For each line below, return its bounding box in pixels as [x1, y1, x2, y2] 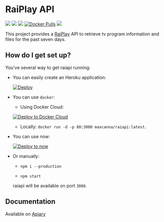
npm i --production [20, 164, 62, 169]
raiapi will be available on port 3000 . [12, 182, 87, 188]
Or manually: [12, 153, 40, 159]
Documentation [5, 197, 56, 206]
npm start [20, 174, 42, 179]
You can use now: [12, 133, 50, 139]
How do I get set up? [5, 51, 71, 59]
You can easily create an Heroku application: [12, 74, 107, 80]
